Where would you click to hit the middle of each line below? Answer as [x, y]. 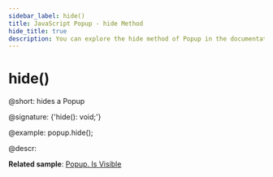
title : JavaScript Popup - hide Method [76, 24]
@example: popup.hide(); [51, 133]
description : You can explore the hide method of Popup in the [118, 39]
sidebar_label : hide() [47, 16]
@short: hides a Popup [47, 101]
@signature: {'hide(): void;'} [55, 117]
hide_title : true [38, 31]
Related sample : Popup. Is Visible [65, 164]
